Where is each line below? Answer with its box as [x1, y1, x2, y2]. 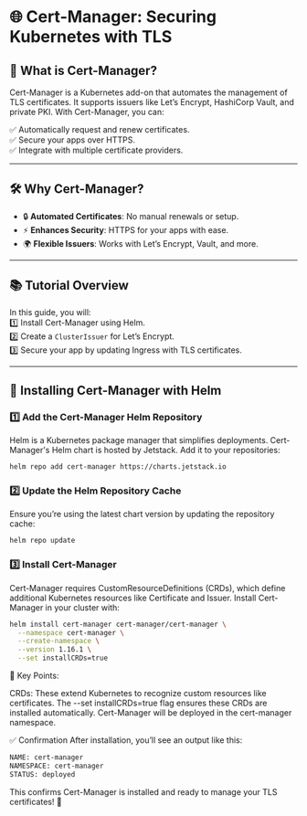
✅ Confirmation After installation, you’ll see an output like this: [9, 735, 243, 746]
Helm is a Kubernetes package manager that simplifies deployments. [9, 435, 269, 446]
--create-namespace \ [17, 637, 101, 646]
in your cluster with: [45, 601, 121, 613]
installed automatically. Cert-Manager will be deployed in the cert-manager [9, 707, 292, 718]
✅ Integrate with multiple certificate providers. [9, 144, 184, 155]
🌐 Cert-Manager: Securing [9, 6, 217, 27]
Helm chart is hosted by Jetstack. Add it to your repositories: [51, 445, 281, 456]
